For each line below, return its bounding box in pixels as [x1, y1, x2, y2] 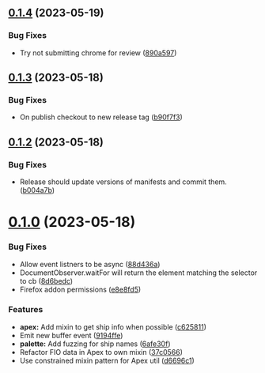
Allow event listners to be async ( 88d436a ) [19, 259, 161, 269]
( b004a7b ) [19, 186, 55, 195]
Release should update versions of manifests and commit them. [19, 177, 227, 186]
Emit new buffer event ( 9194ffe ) [19, 330, 123, 340]
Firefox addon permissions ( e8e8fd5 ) [19, 284, 142, 294]
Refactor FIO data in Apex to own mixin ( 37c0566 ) [19, 347, 184, 356]
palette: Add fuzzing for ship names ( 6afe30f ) [19, 339, 171, 349]
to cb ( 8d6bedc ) [19, 276, 74, 285]
